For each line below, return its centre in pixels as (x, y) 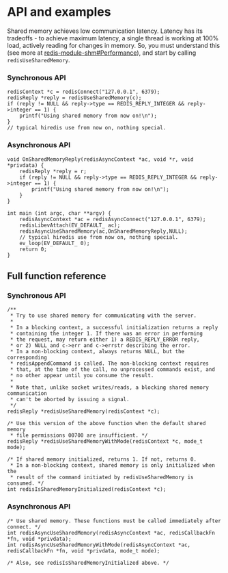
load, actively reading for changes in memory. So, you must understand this (114, 45)
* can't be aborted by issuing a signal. (70, 400)
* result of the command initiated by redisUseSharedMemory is (102, 477)
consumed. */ (26, 483)
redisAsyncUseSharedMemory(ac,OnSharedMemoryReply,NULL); (103, 231)
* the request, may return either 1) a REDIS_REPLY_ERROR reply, (105, 340)
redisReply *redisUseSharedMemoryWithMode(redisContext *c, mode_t (105, 442)
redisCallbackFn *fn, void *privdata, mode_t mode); (84, 551)
